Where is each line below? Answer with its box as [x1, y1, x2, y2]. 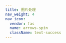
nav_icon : [5, 16, 26, 21]
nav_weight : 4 [5, 12, 35, 17]
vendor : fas [9, 21, 35, 26]
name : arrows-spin [9, 26, 48, 31]
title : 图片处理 [5, 7, 36, 12]
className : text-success [9, 30, 61, 35]
